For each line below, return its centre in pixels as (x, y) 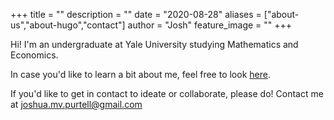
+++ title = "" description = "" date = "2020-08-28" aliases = (136, 14)
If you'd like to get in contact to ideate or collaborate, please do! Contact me (167, 93)
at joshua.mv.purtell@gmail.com (76, 104)
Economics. (34, 55)
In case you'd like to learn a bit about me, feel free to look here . (140, 74)
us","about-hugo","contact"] (68, 25)
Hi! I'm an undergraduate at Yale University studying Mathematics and (154, 44)
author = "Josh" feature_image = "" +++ (210, 25)
